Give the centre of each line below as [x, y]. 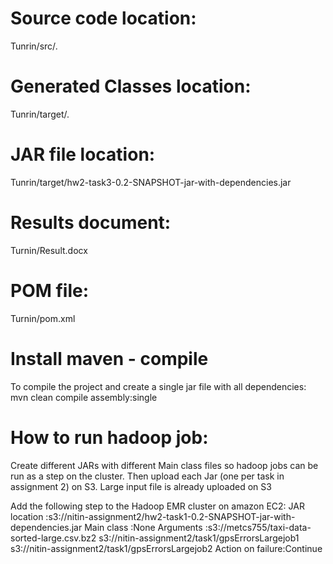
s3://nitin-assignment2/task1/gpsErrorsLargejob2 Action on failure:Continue [166, 548]
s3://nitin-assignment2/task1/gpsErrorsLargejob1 [199, 538]
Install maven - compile [109, 358]
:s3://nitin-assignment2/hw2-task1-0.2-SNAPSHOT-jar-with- [170, 516]
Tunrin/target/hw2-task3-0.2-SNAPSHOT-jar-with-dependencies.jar [151, 182]
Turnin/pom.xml [43, 318]
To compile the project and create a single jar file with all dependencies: [158, 386]
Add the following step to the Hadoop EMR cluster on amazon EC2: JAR [157, 506]
